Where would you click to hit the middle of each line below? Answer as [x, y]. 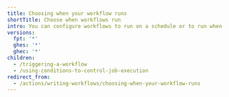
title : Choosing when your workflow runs [67, 13]
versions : [21, 32]
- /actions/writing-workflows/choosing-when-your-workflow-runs [107, 83]
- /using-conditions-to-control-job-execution [81, 70]
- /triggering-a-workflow [50, 64]
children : [21, 58]
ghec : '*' [27, 52]
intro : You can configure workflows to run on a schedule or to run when [115, 26]
